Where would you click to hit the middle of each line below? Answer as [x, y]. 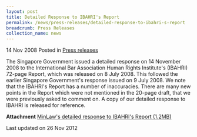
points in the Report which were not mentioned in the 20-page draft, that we [98, 93]
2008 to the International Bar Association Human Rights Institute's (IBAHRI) [97, 68]
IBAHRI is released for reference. [46, 105]
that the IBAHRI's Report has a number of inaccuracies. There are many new [98, 86]
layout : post [22, 11]
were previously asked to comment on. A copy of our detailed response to [96, 99]
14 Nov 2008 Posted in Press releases [52, 50]
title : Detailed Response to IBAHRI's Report [63, 17]
